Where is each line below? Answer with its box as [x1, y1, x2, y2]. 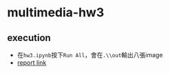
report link [17, 59, 47, 66]
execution [7, 32, 52, 44]
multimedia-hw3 [7, 5, 105, 20]
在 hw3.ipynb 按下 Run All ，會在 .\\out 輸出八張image [17, 51, 163, 59]
